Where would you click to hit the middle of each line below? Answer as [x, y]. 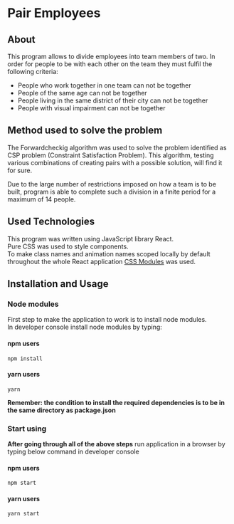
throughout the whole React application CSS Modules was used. [102, 261]
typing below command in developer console [74, 452]
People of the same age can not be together [82, 93]
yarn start [23, 514]
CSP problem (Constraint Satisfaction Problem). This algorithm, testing [111, 155]
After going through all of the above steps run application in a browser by [116, 444]
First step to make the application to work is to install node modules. [107, 320]
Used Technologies [51, 222]
